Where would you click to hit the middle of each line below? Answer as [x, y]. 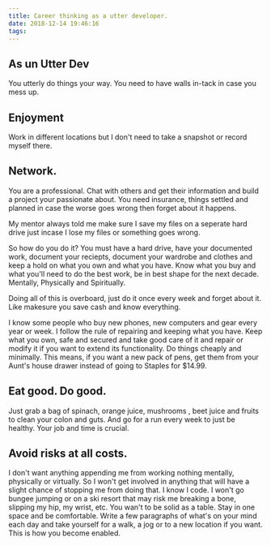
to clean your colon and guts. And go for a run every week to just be [122, 419]
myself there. [30, 146]
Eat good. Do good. [57, 391]
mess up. [24, 92]
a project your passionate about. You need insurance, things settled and [128, 199]
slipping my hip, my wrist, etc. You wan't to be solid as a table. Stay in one [132, 507]
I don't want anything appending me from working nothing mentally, [121, 473]
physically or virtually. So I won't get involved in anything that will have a [129, 482]
